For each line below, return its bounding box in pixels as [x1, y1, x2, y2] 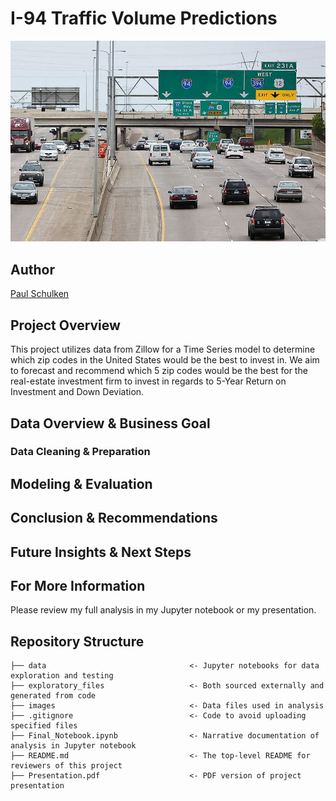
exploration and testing [10, 671, 114, 681]
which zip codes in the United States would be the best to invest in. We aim [10, 354, 320, 366]
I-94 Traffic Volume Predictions [10, 7, 278, 30]
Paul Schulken [10, 288, 70, 300]
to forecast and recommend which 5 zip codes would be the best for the [10, 365, 308, 377]
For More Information [10, 577, 146, 594]
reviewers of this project [10, 761, 123, 771]
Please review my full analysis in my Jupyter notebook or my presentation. [10, 604, 317, 616]
